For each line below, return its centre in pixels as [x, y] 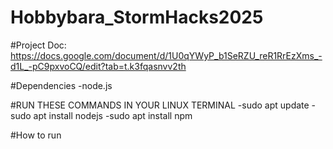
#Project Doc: [38, 45]
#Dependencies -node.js [61, 85]
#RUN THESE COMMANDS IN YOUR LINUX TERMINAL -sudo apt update [160, 105]
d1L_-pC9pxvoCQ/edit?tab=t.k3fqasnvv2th [98, 66]
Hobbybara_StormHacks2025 [137, 17]
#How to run [36, 135]
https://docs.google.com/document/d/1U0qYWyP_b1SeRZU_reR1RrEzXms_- [166, 55]
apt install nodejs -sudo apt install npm [113, 115]
